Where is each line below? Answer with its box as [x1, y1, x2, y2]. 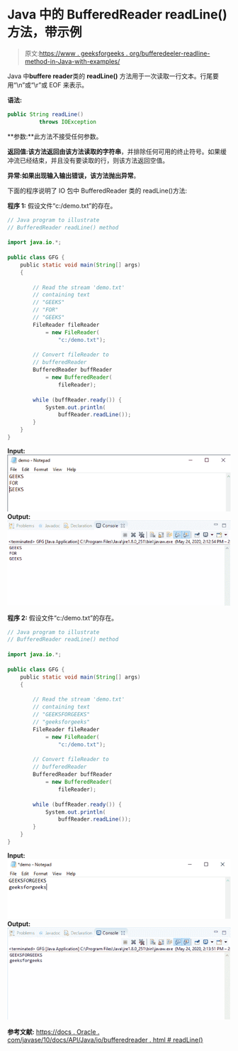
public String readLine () [7, 111, 84, 118]
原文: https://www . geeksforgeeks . [24, 49, 128, 58]
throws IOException [38, 118, 97, 125]
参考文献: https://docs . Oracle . [7, 1028, 100, 1036]
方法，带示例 [7, 24, 83, 41]
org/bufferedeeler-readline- [129, 49, 210, 58]
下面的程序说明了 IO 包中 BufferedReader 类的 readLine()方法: [7, 186, 188, 195]
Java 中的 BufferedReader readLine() [7, 6, 228, 23]
